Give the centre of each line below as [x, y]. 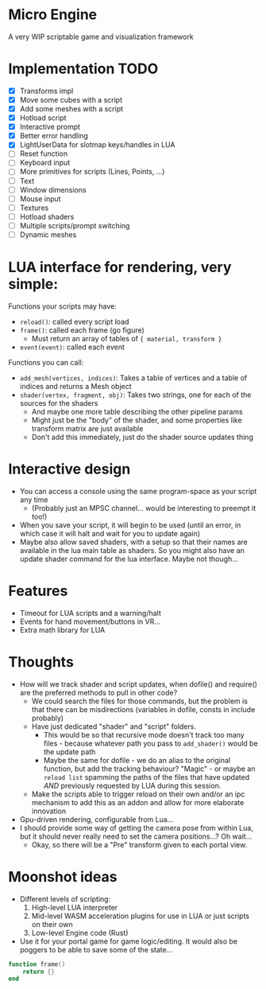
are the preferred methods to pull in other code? [98, 692]
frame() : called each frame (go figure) [82, 330]
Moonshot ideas [63, 876]
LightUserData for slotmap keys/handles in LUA [97, 145]
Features [38, 591]
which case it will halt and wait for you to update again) [110, 533]
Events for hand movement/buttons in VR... [90, 621]
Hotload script [43, 118]
